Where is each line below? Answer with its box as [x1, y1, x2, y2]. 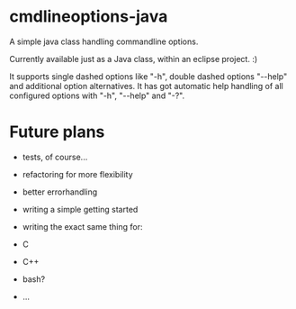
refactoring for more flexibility [22, 168, 133, 179]
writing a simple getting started [22, 204, 139, 214]
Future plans [9, 122, 105, 142]
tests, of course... [22, 151, 88, 162]
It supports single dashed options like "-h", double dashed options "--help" [9, 70, 288, 82]
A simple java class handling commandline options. [9, 36, 199, 47]
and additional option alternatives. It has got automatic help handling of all [9, 80, 283, 91]
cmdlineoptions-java [9, 6, 168, 27]
